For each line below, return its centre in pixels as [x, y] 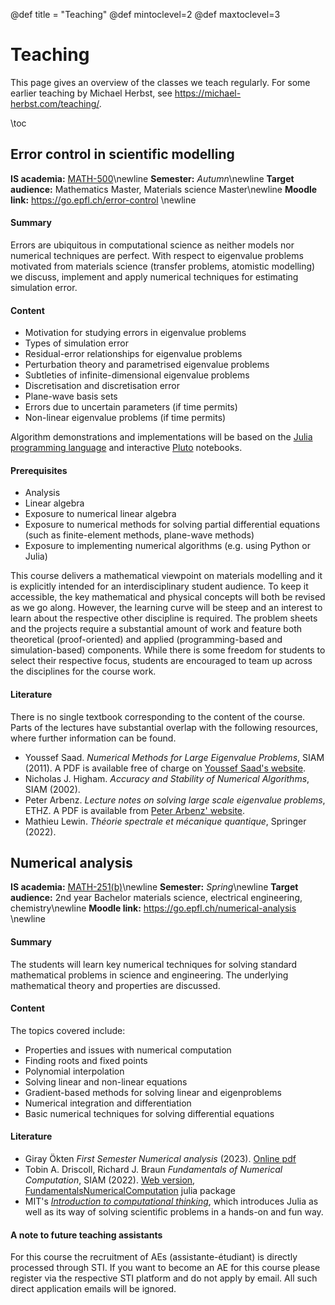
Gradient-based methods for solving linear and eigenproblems [153, 1092]
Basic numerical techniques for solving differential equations [149, 1113]
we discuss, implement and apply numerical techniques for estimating [154, 276]
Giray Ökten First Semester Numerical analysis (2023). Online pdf [160, 1158]
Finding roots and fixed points [86, 1060]
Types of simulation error [76, 343]
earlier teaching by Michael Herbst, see [91, 93]
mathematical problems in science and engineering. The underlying [149, 975]
